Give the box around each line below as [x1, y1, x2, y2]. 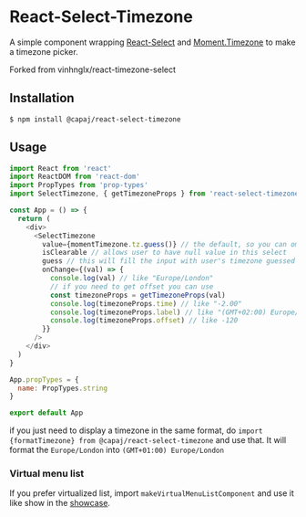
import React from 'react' [9, 164, 112, 173]
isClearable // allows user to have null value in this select [42, 248, 287, 258]
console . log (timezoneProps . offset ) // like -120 [49, 316, 239, 325]
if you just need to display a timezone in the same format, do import [9, 425, 263, 436]
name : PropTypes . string [17, 384, 107, 393]
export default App [9, 408, 84, 417]
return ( [17, 214, 51, 223]
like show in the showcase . [9, 498, 111, 509]
